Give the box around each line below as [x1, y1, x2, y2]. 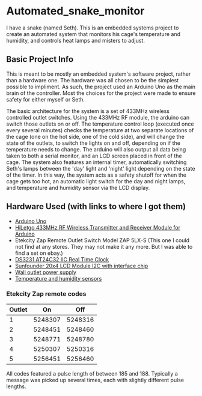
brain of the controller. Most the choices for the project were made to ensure [6, 89, 196, 97]
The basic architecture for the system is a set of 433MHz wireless [6, 107, 170, 115]
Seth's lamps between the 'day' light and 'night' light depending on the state [6, 165, 195, 172]
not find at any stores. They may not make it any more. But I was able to [14, 243, 193, 250]
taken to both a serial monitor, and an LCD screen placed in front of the [6, 152, 182, 159]
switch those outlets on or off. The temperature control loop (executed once [6, 120, 194, 127]
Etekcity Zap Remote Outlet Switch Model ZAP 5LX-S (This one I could [14, 236, 190, 244]
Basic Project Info [6, 54, 74, 64]
